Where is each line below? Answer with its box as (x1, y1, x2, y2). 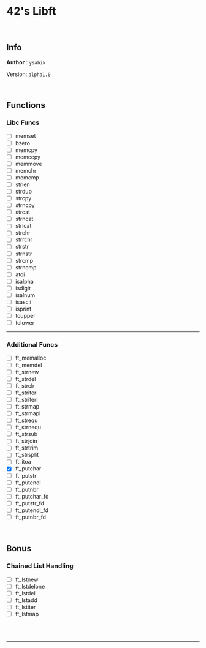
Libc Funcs (6, 118, 40, 127)
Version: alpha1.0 (6, 70, 51, 78)
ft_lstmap (15, 610, 39, 617)
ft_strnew (15, 368, 39, 375)
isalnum (15, 291, 36, 298)
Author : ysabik (6, 58, 46, 66)
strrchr (15, 236, 32, 243)
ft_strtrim (15, 444, 39, 451)
